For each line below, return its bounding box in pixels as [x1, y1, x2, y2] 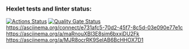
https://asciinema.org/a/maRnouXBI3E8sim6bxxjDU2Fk [6, 30, 140, 37]
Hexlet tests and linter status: [6, 5, 92, 13]
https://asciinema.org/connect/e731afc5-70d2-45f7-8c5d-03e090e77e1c [6, 24, 183, 31]
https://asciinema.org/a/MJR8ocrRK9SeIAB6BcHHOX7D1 [6, 37, 144, 44]
